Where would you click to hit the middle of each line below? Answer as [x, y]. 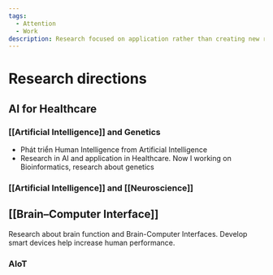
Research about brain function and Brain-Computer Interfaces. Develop [128, 234]
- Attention [36, 24]
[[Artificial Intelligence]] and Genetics [84, 132]
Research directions [78, 79]
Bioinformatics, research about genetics [87, 167]
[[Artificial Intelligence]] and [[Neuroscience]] [101, 188]
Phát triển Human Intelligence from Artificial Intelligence [114, 150]
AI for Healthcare [53, 109]
